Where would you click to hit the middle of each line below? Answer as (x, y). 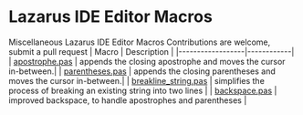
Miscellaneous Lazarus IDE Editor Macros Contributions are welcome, (140, 42)
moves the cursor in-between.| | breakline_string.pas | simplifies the (137, 80)
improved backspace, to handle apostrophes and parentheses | (128, 100)
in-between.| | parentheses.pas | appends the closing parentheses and (142, 71)
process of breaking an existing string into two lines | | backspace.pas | (143, 90)
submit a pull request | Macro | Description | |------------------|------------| (151, 51)
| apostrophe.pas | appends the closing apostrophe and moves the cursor (147, 61)
